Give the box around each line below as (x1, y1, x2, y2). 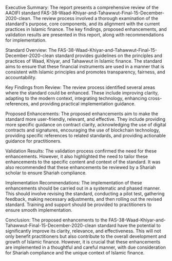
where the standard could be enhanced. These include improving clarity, (5, 90, 159, 96)
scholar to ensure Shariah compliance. (5, 170, 87, 176)
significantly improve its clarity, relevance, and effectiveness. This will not (5, 228, 161, 234)
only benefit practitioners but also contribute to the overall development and (5, 233, 166, 239)
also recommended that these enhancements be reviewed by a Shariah (5, 164, 156, 170)
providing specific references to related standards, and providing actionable (5, 133, 166, 138)
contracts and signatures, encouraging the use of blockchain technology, (5, 127, 160, 133)
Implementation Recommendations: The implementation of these (5, 180, 142, 185)
